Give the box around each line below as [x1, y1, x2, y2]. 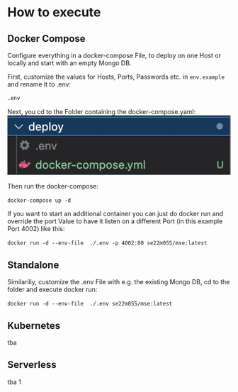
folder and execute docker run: [7, 285, 98, 294]
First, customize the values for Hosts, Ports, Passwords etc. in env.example [7, 72, 225, 81]
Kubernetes [7, 320, 61, 332]
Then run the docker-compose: [7, 182, 99, 191]
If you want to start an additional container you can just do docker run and [7, 210, 224, 218]
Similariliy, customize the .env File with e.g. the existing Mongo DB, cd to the [7, 278, 230, 286]
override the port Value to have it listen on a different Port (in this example [7, 217, 223, 225]
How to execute [7, 4, 101, 21]
